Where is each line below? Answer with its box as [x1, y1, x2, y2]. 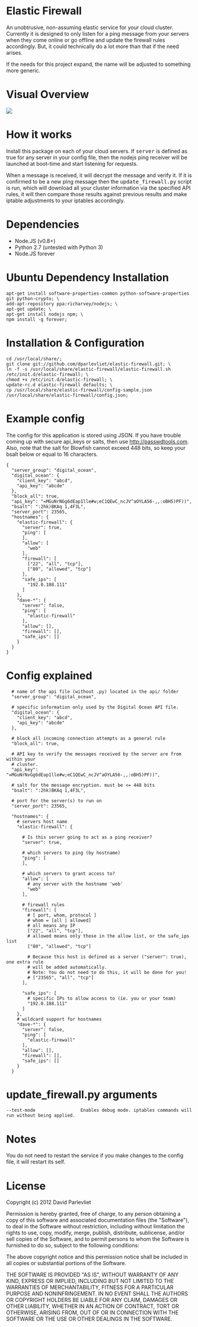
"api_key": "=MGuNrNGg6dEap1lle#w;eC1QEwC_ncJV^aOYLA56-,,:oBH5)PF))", [11, 498, 193, 505]
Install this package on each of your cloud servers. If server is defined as [6, 147, 188, 155]
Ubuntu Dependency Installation [6, 270, 169, 284]
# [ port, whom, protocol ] [27, 912, 97, 918]
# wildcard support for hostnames [17, 1016, 102, 1022]
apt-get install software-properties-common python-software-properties [6, 290, 190, 297]
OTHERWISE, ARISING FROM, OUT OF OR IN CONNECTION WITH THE [6, 1309, 179, 1316]
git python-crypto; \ [6, 295, 60, 301]
